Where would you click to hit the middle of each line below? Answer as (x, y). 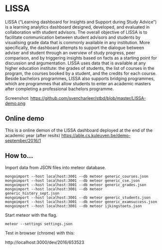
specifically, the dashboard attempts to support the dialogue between (75, 47)
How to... (19, 156)
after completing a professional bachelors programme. (59, 89)
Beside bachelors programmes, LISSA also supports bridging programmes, (80, 78)
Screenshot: (17, 98)
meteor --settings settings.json (39, 224)
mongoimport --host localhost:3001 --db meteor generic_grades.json (76, 185)
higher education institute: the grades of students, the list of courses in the (80, 68)
